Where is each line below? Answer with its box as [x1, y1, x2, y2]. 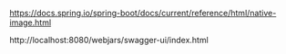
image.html [9, 17, 52, 28]
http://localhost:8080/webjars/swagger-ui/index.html [9, 35, 209, 45]
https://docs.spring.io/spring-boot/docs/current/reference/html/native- [9, 8, 277, 18]
